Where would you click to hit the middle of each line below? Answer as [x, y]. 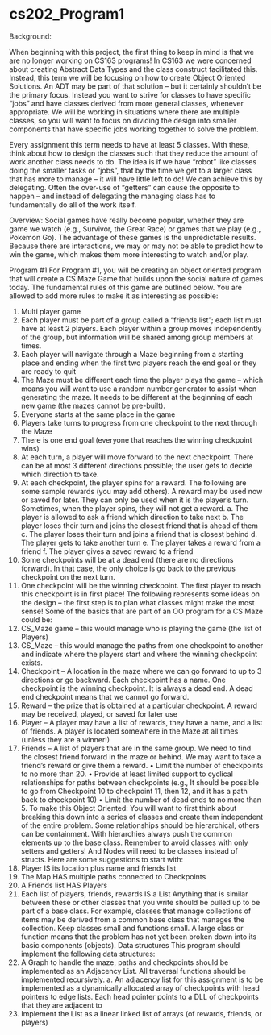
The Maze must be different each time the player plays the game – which [142, 380]
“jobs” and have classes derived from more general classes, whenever [127, 103]
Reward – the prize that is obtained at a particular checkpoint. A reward [139, 705]
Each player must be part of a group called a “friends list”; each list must [141, 320]
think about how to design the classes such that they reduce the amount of [134, 153]
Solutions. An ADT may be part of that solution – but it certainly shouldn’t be [135, 86]
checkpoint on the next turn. [68, 576]
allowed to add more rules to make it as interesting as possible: [114, 296]
